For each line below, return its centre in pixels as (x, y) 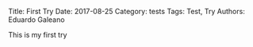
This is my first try (38, 35)
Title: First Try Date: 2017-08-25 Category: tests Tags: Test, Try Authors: (127, 11)
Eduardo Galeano (36, 20)
